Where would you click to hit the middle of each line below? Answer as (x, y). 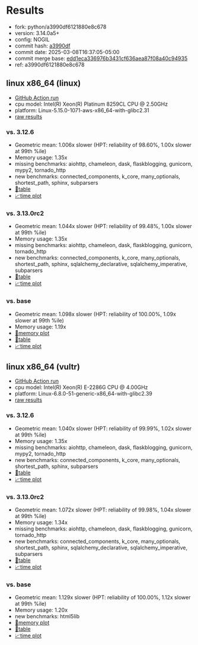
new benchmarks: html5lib (47, 616)
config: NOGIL (32, 39)
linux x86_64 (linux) (44, 83)
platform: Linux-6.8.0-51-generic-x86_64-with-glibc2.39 (84, 394)
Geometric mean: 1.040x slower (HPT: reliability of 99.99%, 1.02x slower (103, 428)
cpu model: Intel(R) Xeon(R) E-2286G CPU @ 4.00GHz (81, 387)
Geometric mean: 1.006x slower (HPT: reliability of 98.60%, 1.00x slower (103, 145)
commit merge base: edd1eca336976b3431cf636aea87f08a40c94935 (101, 58)
